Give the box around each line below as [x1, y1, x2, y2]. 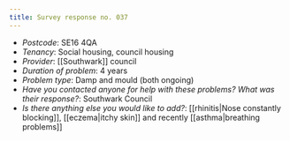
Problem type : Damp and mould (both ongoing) [21, 74, 195, 85]
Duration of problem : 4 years [21, 65, 128, 76]
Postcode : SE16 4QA [21, 37, 97, 48]
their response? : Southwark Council [21, 93, 153, 104]
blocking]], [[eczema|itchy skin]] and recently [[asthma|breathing [21, 112, 261, 122]
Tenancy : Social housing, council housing [21, 46, 174, 57]
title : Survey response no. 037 [9, 12, 128, 22]
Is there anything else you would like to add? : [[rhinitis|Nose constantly [21, 102, 281, 113]
